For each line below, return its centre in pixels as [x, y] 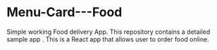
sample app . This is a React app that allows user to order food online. [108, 39]
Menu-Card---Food [64, 12]
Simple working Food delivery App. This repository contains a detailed [108, 32]
